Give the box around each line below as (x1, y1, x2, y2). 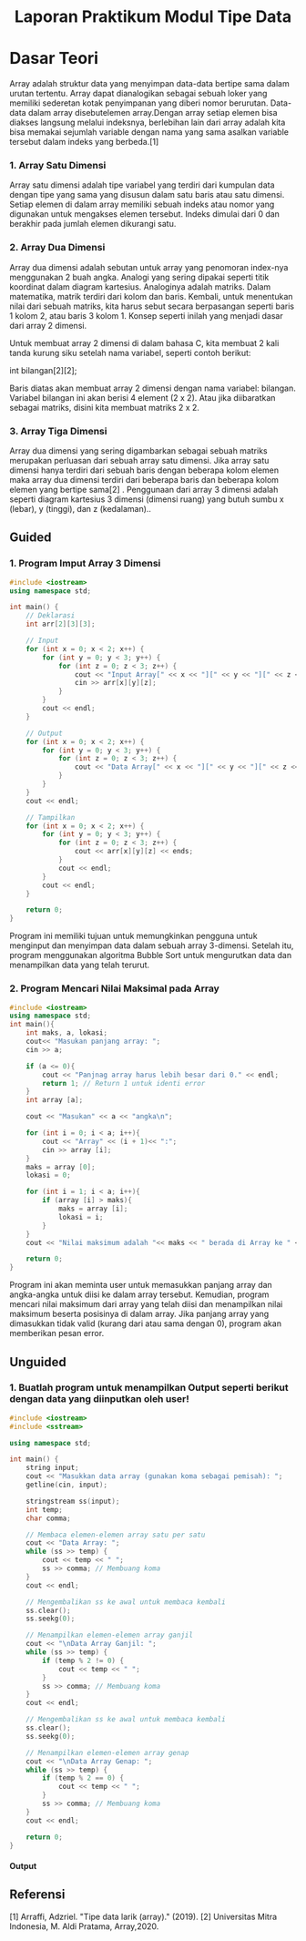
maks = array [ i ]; (57, 1204, 128, 1213)
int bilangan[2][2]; (9, 364, 77, 375)
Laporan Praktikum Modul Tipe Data (14, 6, 292, 27)
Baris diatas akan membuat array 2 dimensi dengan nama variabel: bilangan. (9, 383, 296, 393)
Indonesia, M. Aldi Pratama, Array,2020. (9, 1920, 159, 1932)
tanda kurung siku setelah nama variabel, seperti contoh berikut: (9, 347, 251, 358)
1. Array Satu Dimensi (9, 159, 107, 172)
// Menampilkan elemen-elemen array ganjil (25, 1630, 194, 1640)
